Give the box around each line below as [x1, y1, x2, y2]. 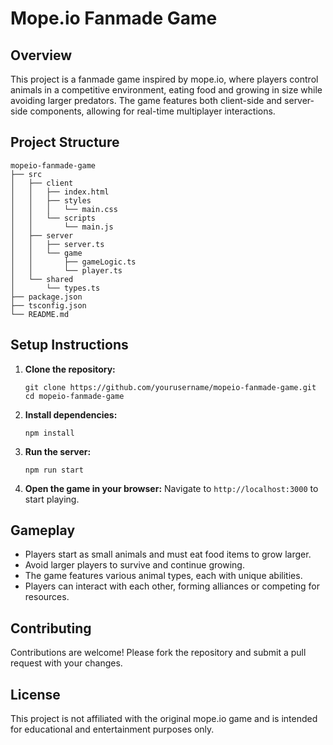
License [10, 686, 61, 703]
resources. [24, 591, 70, 603]
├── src [10, 169, 43, 179]
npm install [24, 428, 75, 438]
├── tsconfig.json [10, 300, 87, 311]
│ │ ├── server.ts [10, 239, 105, 249]
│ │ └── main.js [10, 222, 114, 232]
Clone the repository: [24, 363, 116, 375]
